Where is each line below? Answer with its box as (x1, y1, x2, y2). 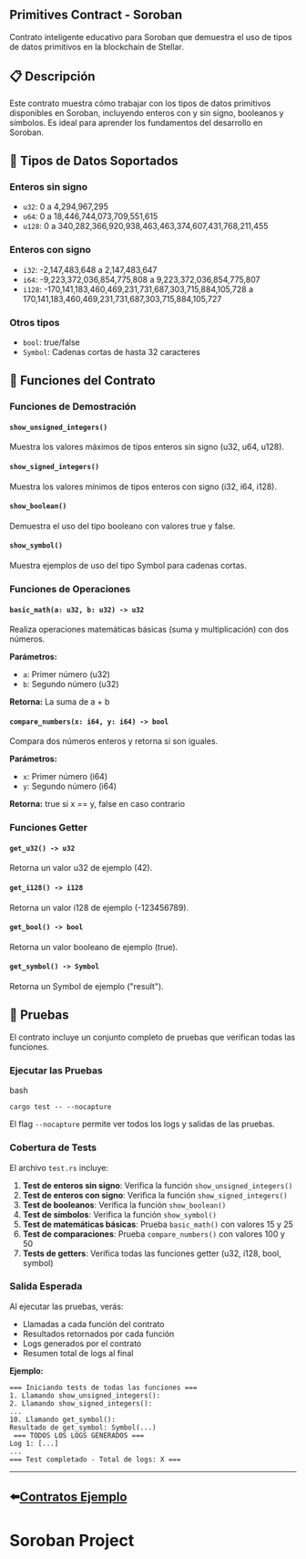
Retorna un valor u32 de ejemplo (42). (9, 863, 153, 874)
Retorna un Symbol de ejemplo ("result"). (9, 981, 164, 992)
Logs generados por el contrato (22, 1337, 142, 1349)
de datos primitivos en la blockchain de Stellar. (9, 41, 184, 52)
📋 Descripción (9, 68, 96, 85)
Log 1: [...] (9, 1439, 59, 1448)
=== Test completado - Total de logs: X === (9, 1455, 181, 1464)
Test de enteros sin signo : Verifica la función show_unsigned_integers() (22, 1179, 293, 1190)
